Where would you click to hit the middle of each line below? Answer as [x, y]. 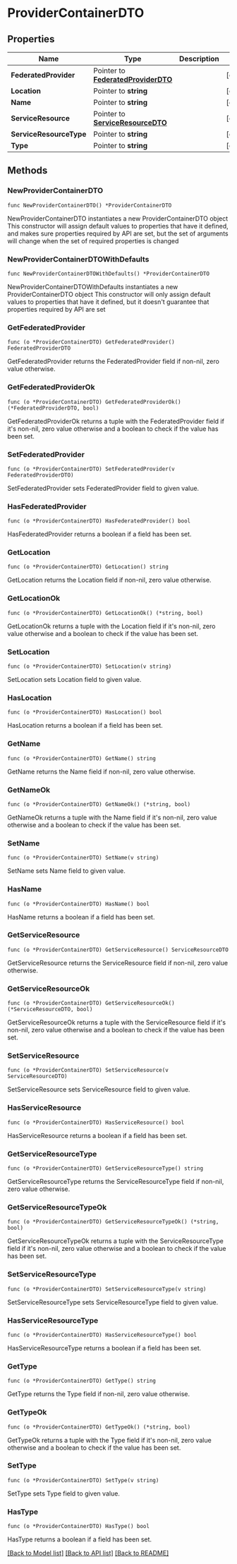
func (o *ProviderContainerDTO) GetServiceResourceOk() [91, 1003]
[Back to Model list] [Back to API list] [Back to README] [88, 1553]
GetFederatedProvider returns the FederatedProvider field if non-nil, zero [114, 362]
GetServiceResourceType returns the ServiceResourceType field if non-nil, [116, 1182]
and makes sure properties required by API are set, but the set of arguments [118, 233]
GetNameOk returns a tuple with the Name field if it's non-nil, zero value [112, 817]
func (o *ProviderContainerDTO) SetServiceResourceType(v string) [107, 1289]
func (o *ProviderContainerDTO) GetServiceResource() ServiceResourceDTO [118, 950]
